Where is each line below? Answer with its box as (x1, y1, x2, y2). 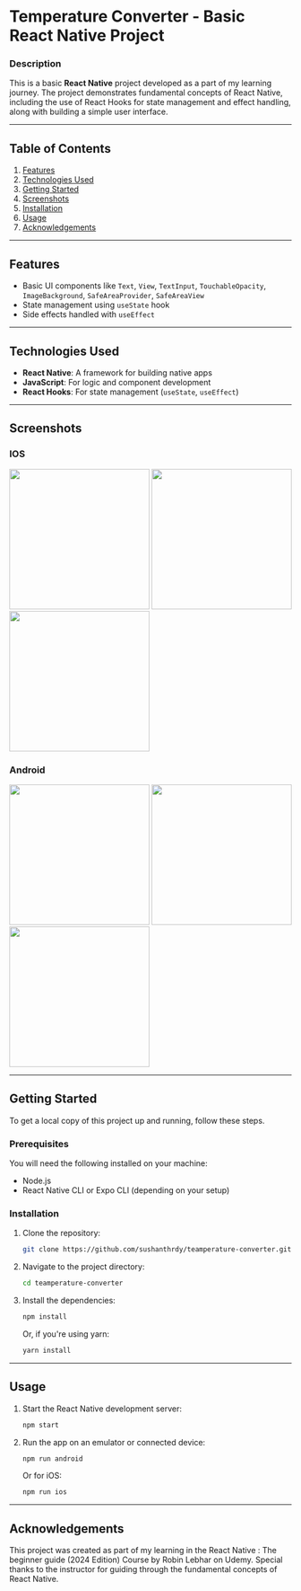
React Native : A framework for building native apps (21, 367, 213, 378)
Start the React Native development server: (21, 1403, 182, 1414)
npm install (21, 1313, 67, 1321)
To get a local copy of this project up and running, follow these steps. (9, 1115, 265, 1126)
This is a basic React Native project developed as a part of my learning (9, 78, 272, 89)
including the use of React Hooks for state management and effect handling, (9, 97, 291, 108)
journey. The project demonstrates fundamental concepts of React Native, (9, 87, 284, 98)
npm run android (21, 1454, 83, 1463)
